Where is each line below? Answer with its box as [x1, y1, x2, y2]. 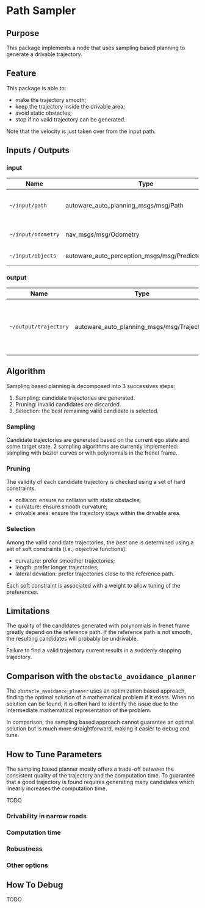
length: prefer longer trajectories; [15, 563, 99, 571]
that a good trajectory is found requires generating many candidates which [6, 778, 195, 785]
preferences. [6, 588, 38, 596]
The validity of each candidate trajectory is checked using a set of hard [6, 478, 186, 486]
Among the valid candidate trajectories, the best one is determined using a [6, 538, 194, 546]
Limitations [6, 605, 50, 616]
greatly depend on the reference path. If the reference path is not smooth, [6, 629, 192, 636]
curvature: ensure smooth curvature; [15, 503, 108, 510]
